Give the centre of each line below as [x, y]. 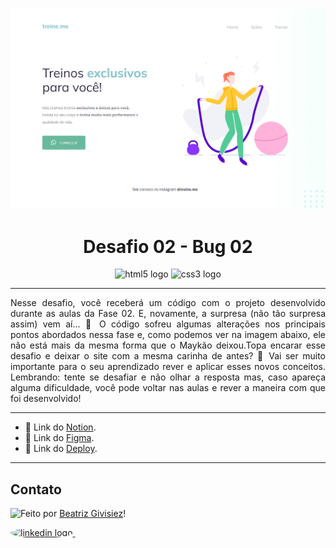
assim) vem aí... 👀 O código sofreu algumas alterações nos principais [168, 324]
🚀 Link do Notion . [60, 427]
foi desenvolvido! [46, 399]
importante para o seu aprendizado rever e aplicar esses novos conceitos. [168, 367]
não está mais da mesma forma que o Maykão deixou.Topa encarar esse [168, 345]
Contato [36, 489]
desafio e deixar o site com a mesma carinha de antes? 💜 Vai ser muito [168, 356]
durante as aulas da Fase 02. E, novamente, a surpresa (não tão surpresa [168, 314]
